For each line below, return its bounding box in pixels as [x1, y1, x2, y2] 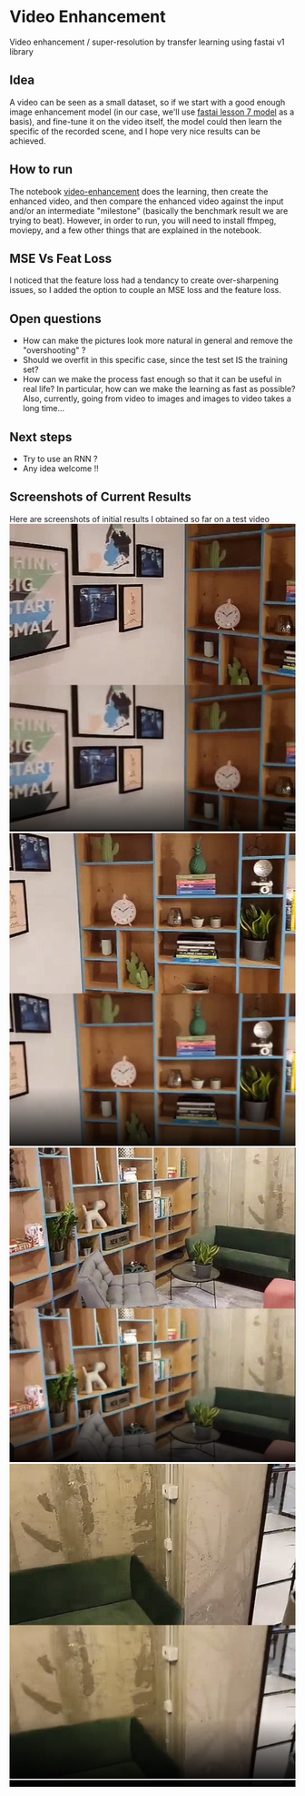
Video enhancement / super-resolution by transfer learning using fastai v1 [9, 36, 285, 47]
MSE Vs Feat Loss [9, 250, 113, 266]
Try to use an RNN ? [22, 453, 98, 464]
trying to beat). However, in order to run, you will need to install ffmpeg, [9, 215, 277, 226]
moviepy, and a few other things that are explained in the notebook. [9, 225, 261, 236]
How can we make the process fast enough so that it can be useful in [22, 374, 282, 385]
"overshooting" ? [22, 345, 86, 356]
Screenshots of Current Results [9, 489, 192, 505]
